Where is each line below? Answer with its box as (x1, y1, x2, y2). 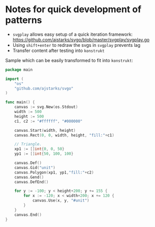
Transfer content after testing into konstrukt (12, 47, 105, 53)
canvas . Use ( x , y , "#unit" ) (32, 198, 90, 203)
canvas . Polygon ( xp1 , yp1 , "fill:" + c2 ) (14, 169, 94, 175)
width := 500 (14, 109, 42, 115)
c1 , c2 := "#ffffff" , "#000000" (14, 119, 83, 124)
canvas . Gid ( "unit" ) (14, 165, 56, 170)
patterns (5, 14, 42, 26)
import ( (5, 76, 24, 81)
